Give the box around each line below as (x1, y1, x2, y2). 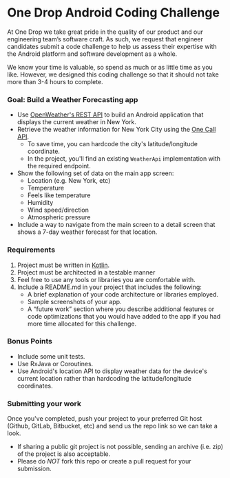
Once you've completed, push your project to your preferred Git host (7, 415, 202, 423)
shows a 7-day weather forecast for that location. (17, 228, 158, 236)
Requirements (7, 245, 56, 255)
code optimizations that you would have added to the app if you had (27, 312, 221, 320)
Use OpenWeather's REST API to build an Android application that (17, 110, 204, 119)
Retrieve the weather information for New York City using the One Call (17, 126, 216, 134)
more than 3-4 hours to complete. (7, 77, 103, 86)
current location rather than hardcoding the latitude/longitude (17, 374, 191, 382)
